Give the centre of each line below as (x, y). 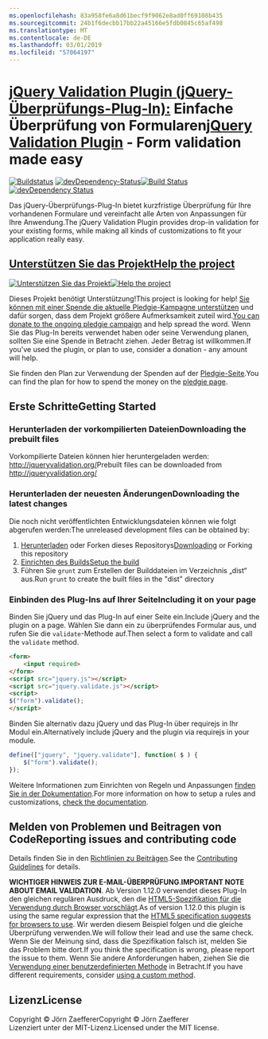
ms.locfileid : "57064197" (52, 52)
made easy (46, 159)
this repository (44, 553)
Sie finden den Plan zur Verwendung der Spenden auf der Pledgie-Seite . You (134, 373)
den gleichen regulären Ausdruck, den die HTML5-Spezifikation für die (125, 899)
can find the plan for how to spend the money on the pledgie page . (118, 382)
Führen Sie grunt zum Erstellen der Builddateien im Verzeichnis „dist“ (134, 570)
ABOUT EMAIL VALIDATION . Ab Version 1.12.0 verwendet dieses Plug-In (128, 890)
